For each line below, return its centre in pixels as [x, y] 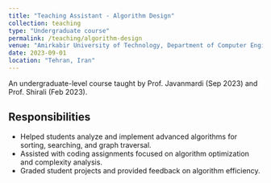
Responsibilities [50, 117]
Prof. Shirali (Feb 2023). [48, 91]
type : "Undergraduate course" [59, 31]
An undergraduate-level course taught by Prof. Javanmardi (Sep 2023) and [133, 83]
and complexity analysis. [61, 162]
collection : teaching [45, 23]
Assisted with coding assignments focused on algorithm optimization [135, 153]
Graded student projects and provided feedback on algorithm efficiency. [140, 170]
